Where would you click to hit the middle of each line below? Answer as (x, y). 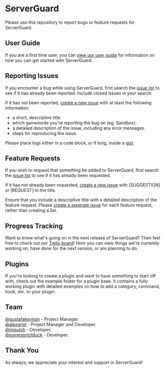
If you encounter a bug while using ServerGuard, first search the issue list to (82, 88)
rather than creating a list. (31, 210)
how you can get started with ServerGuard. (49, 60)
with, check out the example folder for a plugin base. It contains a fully (77, 281)
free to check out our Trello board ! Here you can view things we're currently (82, 243)
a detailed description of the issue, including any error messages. (79, 128)
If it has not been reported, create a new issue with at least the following (78, 102)
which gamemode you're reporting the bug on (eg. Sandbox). (74, 123)
